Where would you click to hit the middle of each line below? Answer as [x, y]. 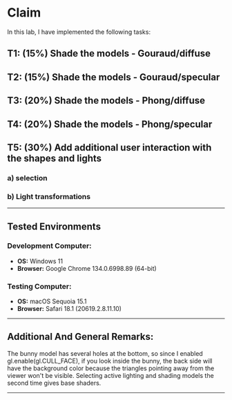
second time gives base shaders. [54, 383]
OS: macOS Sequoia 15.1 [52, 301]
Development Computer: [49, 246]
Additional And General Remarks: [80, 337]
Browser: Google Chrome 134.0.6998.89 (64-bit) [87, 268]
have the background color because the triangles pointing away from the [111, 368]
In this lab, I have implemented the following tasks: [79, 32]
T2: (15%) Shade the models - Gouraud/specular [114, 77]
